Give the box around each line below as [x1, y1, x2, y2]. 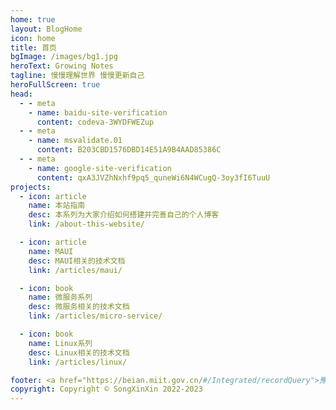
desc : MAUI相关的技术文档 [28, 256, 126, 266]
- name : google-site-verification [28, 163, 172, 173]
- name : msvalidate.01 [28, 136, 123, 146]
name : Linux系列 [28, 338, 93, 348]
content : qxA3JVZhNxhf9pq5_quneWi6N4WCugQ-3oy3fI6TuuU [36, 172, 271, 183]
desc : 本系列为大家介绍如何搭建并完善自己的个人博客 [28, 210, 220, 220]
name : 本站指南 [28, 201, 86, 211]
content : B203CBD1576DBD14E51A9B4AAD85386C [36, 145, 222, 155]
